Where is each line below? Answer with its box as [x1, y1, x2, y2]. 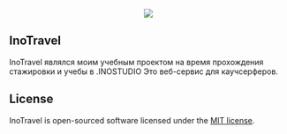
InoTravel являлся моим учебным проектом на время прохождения [9, 56, 264, 67]
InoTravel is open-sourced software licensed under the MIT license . [9, 115, 255, 125]
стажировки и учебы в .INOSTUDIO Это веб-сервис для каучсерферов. [9, 66, 278, 77]
